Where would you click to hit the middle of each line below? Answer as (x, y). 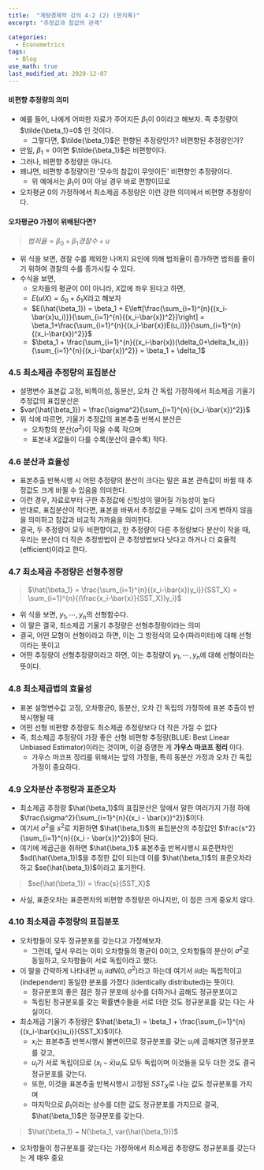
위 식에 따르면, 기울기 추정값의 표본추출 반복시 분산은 (100, 419)
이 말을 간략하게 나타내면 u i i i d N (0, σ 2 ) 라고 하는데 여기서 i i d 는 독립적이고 (131, 971)
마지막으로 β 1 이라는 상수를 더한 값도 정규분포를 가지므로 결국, (125, 1106)
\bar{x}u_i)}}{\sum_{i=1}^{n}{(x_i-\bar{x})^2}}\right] (115, 317)
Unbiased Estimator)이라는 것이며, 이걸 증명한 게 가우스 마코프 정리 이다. (132, 747)
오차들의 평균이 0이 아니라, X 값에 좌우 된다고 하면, (108, 288)
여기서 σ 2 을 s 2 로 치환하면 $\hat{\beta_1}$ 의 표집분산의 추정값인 (118, 827)
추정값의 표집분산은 (49, 401)
